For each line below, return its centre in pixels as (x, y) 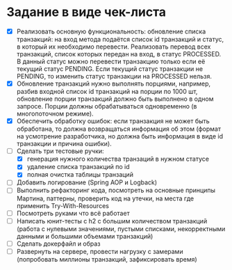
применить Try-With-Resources (63, 205)
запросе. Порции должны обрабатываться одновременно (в (107, 106)
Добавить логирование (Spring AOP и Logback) (87, 182)
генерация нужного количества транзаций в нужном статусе (118, 159)
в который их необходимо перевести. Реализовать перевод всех (114, 47)
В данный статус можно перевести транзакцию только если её (111, 61)
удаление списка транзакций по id (78, 167)
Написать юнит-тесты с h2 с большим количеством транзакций (112, 221)
